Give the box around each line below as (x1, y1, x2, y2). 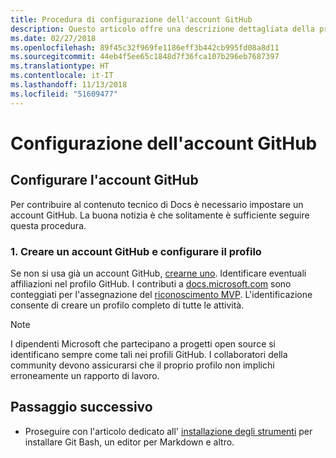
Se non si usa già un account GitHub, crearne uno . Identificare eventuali (10, 267, 307, 279)
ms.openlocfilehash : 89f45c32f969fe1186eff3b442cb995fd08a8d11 (10, 42, 280, 53)
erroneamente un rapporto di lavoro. (10, 369, 160, 381)
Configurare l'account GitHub (10, 172, 199, 189)
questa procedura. (10, 219, 87, 231)
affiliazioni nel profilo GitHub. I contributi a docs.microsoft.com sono (10, 277, 292, 290)
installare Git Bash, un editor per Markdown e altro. (24, 436, 235, 448)
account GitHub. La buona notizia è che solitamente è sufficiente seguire (10, 209, 310, 221)
